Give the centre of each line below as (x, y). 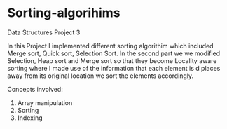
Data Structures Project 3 (44, 32)
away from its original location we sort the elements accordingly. (101, 76)
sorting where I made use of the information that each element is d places (114, 68)
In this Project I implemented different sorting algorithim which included (110, 46)
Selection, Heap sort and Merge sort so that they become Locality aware (112, 60)
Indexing (30, 118)
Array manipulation (45, 102)
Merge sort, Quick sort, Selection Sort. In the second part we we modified (114, 53)
